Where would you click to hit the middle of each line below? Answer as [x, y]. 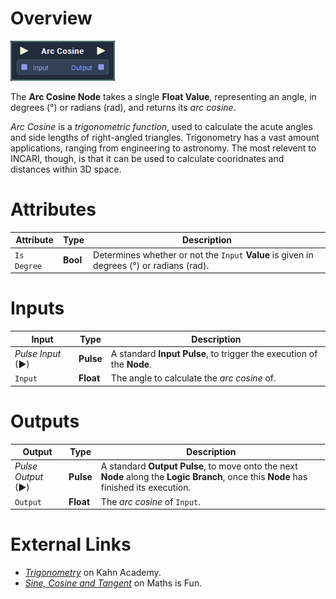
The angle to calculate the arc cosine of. [193, 378]
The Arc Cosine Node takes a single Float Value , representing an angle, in [163, 96]
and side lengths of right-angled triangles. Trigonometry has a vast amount [165, 137]
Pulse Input [38, 353]
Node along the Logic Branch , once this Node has [204, 477]
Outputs [45, 421]
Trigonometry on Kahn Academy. [93, 572]
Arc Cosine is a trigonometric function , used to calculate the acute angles [161, 126]
